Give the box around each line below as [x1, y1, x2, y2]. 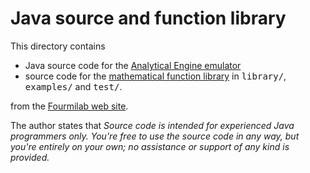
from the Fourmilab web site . [10, 100, 129, 112]
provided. [10, 151, 50, 163]
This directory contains [10, 40, 106, 52]
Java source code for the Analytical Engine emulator [24, 59, 242, 71]
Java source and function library [10, 7, 287, 30]
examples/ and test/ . [24, 80, 123, 92]
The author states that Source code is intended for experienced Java [10, 119, 295, 131]
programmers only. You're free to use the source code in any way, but [10, 130, 300, 142]
